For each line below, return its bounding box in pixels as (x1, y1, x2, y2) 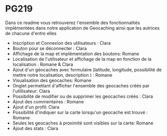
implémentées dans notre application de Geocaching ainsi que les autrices (5, 25, 160, 31)
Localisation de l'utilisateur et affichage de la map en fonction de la (12, 56, 152, 62)
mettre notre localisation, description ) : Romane (12, 72, 113, 78)
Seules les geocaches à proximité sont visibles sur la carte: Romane (12, 120, 153, 126)
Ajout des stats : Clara (12, 125, 59, 131)
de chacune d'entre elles (5, 30, 57, 36)
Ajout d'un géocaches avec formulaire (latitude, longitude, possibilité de (12, 66, 162, 73)
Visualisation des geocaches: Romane (12, 77, 92, 83)
